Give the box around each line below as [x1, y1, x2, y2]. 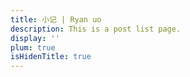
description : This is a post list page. [10, 24, 182, 34]
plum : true [10, 42, 56, 53]
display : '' [10, 33, 60, 43]
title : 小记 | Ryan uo [10, 14, 102, 25]
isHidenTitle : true [10, 52, 92, 62]
